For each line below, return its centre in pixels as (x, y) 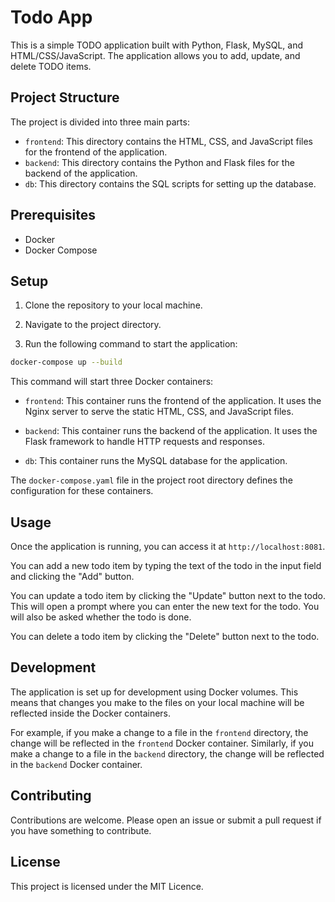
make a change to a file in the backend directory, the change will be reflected (167, 753)
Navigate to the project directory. (93, 325)
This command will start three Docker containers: (112, 382)
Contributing (51, 796)
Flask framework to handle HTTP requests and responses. (144, 442)
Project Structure (65, 97)
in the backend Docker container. (76, 764)
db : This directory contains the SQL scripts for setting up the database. (170, 183)
